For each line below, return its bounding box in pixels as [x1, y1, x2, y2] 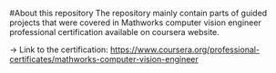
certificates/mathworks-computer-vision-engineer [9, 54, 199, 64]
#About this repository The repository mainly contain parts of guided [9, 8, 268, 18]
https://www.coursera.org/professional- [110, 44, 261, 55]
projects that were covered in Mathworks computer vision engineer [9, 17, 261, 28]
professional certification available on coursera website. [9, 27, 220, 37]
